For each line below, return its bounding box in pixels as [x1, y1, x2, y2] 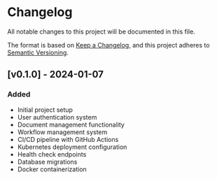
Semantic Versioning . [7, 48, 69, 57]
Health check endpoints [17, 150, 87, 158]
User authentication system [17, 113, 97, 121]
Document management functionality [17, 120, 125, 129]
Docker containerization [17, 165, 87, 173]
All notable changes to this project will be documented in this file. [7, 27, 196, 36]
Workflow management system [17, 127, 108, 136]
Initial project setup [17, 106, 73, 114]
